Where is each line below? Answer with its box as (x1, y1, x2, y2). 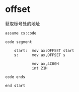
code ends (5, 74, 26, 79)
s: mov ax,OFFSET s (14, 52, 66, 57)
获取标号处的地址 (5, 20, 40, 26)
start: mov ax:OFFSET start (14, 48, 75, 53)
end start (5, 83, 26, 88)
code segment (5, 39, 32, 44)
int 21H (31, 65, 48, 70)
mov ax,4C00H (31, 61, 59, 66)
